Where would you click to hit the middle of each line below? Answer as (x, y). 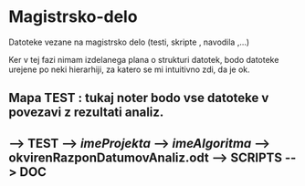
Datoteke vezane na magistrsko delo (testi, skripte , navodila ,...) (129, 42)
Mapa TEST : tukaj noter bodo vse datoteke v (139, 98)
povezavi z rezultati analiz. (86, 113)
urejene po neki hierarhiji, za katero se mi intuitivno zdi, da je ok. (129, 69)
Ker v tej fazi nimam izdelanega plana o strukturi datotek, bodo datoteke (144, 59)
